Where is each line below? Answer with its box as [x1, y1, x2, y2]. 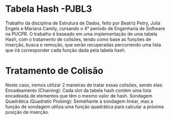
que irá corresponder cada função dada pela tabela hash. [5, 47, 126, 53]
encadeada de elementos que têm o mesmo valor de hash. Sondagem [5, 92, 153, 99]
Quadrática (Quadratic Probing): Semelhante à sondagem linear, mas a [5, 98, 154, 104]
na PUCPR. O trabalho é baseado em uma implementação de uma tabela [5, 31, 158, 37]
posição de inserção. [5, 109, 49, 115]
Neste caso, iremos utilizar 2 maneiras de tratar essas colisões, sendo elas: [5, 82, 163, 88]
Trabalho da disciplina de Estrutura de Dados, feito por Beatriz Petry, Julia [5, 20, 160, 26]
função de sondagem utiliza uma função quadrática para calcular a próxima [5, 103, 164, 110]
